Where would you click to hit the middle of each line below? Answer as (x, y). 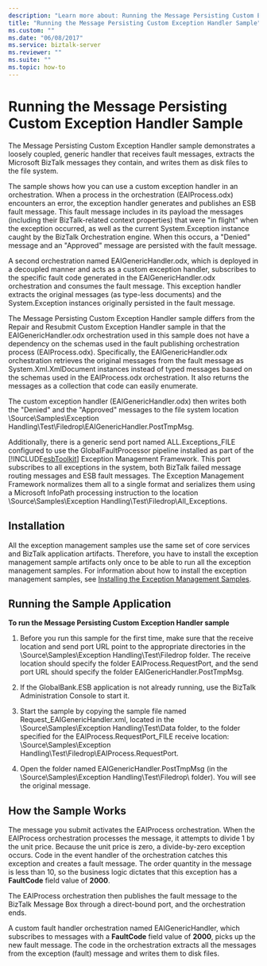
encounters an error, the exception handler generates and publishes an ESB (132, 203)
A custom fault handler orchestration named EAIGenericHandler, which (124, 928)
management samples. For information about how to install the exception (128, 570)
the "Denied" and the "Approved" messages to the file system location (124, 409)
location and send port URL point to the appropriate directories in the (133, 647)
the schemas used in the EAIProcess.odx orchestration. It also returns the (129, 377)
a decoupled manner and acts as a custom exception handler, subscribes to (132, 269)
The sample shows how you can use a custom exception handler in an (123, 186)
